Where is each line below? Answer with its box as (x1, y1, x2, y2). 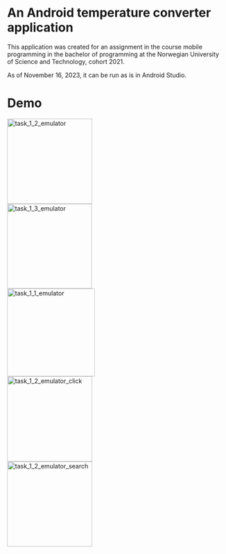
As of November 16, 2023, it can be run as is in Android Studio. (7, 71, 187, 79)
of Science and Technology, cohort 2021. (7, 57, 125, 65)
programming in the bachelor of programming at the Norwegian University (7, 50, 220, 58)
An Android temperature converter (7, 5, 211, 21)
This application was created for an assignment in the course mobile (7, 42, 203, 51)
